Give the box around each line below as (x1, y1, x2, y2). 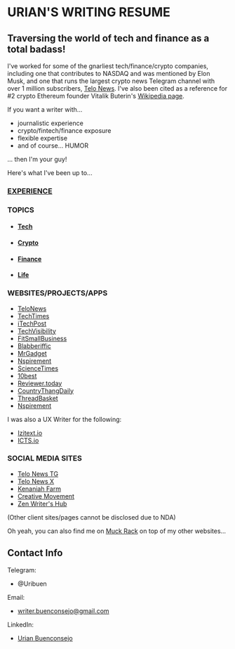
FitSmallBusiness (17, 334, 67, 342)
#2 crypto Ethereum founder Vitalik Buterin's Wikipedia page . (7, 92, 184, 100)
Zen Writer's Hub (17, 499, 67, 508)
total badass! (7, 43, 66, 55)
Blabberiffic (17, 342, 51, 350)
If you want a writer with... (7, 105, 83, 113)
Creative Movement (17, 491, 75, 500)
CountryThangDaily (17, 386, 74, 394)
